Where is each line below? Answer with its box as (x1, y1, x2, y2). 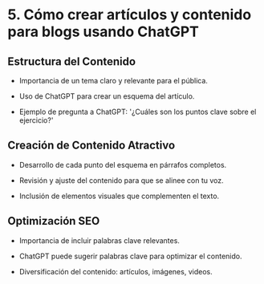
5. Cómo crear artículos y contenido (7, 6, 252, 24)
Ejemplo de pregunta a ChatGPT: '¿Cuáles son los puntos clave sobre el (18, 107, 257, 116)
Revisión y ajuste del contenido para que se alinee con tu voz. (18, 175, 224, 185)
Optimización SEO (7, 214, 100, 228)
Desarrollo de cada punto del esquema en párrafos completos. (18, 160, 227, 169)
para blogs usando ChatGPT (7, 22, 200, 41)
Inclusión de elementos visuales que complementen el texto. (18, 191, 220, 201)
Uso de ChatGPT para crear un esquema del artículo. (18, 91, 195, 101)
